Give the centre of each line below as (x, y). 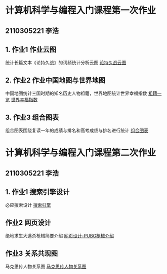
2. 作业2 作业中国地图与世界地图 (55, 80)
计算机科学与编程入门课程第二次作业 (81, 153)
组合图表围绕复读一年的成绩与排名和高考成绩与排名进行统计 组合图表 (77, 130)
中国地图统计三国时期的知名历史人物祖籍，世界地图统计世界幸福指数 (76, 93)
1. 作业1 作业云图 (31, 49)
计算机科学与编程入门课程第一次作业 (81, 10)
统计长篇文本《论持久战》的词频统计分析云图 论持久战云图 (66, 63)
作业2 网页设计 (28, 222)
